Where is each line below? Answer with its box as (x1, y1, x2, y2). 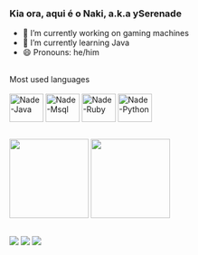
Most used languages (9, 74, 90, 85)
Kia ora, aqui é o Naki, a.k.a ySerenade (9, 7, 183, 20)
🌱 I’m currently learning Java (22, 37, 130, 48)
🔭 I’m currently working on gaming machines (22, 28, 190, 39)
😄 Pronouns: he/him (22, 47, 99, 58)
